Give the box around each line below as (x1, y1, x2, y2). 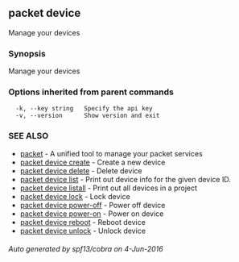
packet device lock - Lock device (19, 191, 130, 201)
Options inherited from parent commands (8, 86, 175, 98)
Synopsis (8, 48, 46, 59)
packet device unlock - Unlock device (19, 226, 146, 235)
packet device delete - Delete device (19, 165, 142, 176)
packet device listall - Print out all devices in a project (19, 183, 198, 193)
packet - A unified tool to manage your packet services (19, 148, 203, 158)
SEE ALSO (8, 131, 49, 142)
